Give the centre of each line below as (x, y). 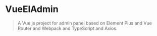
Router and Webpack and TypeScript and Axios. (67, 28)
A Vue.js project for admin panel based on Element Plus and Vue (85, 23)
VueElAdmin (32, 9)
